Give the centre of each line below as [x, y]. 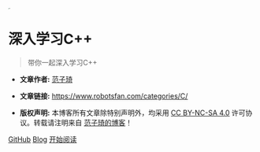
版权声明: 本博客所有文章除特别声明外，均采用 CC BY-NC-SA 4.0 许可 [132, 113]
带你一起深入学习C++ [62, 62]
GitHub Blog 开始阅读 [43, 139]
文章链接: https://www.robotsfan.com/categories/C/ [104, 96]
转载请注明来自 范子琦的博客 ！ [83, 122]
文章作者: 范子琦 [46, 79]
